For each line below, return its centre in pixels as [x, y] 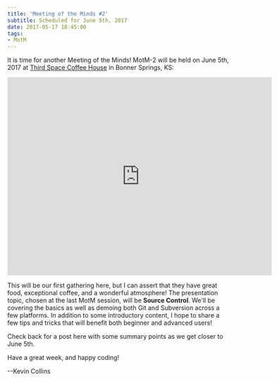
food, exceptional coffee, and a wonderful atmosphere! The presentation [113, 293]
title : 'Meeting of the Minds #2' [58, 14]
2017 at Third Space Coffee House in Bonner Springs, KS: [91, 68]
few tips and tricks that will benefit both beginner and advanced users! [110, 323]
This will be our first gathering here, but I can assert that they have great [112, 285]
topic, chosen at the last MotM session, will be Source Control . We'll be [111, 301]
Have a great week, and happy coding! [63, 358]
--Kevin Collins [29, 371]
